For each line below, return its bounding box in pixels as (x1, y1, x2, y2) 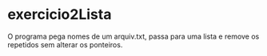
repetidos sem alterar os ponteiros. (7, 39, 123, 49)
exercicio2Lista (7, 6, 112, 24)
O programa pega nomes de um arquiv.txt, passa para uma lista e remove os (7, 32, 260, 41)
